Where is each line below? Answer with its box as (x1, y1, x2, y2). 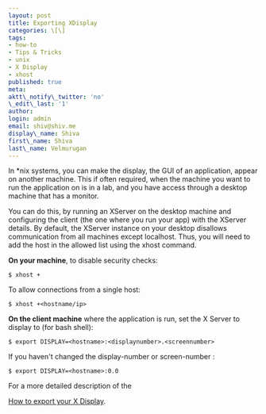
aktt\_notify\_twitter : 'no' (8, 93, 105, 101)
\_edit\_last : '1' (8, 100, 69, 108)
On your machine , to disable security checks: (8, 255, 158, 266)
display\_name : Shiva (8, 129, 80, 137)
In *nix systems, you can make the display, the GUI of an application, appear (8, 166, 258, 175)
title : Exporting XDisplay (8, 19, 98, 27)
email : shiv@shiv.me (8, 122, 77, 130)
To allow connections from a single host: (8, 285, 141, 294)
